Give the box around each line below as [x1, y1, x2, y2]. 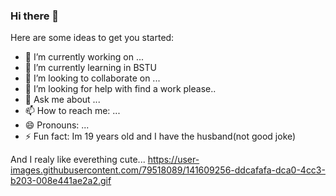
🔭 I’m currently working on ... [24, 51, 144, 63]
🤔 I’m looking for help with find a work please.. [24, 83, 217, 95]
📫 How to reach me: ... [24, 105, 121, 117]
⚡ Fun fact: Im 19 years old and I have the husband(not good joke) [24, 130, 297, 143]
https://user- [147, 154, 200, 166]
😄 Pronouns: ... [24, 119, 90, 131]
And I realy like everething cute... [10, 154, 146, 166]
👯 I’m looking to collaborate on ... [24, 72, 161, 84]
